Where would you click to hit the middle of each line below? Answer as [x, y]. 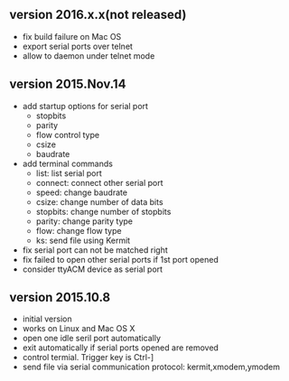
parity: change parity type [84, 221]
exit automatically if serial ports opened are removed [121, 348]
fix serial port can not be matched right [95, 250]
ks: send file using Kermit [83, 240]
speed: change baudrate [82, 192]
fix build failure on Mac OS [72, 36]
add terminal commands [67, 163]
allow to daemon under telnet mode [89, 56]
